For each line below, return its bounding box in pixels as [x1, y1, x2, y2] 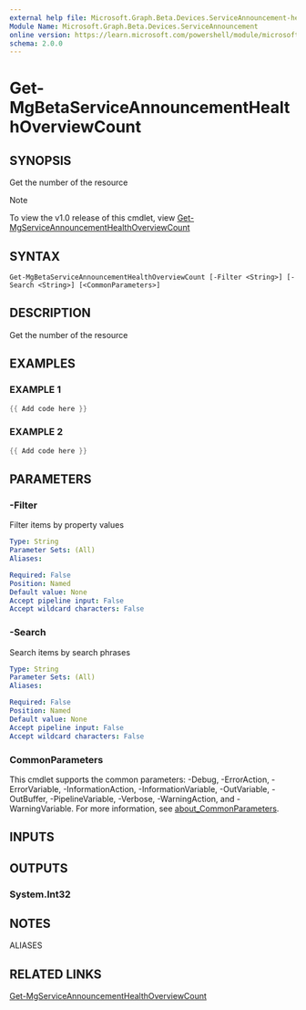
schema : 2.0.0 [9, 38, 64, 48]
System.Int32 [9, 888, 71, 901]
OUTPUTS [9, 861, 68, 876]
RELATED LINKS [9, 966, 102, 982]
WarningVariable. [9, 803, 75, 814]
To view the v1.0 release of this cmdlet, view [9, 212, 176, 223]
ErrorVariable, [9, 783, 62, 794]
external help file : [9, 13, 88, 23]
